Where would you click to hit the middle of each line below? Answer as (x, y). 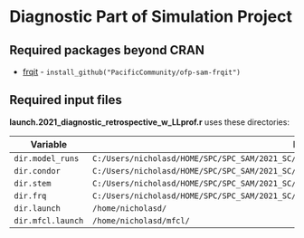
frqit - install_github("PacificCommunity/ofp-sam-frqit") (132, 71)
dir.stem (33, 183)
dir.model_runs (47, 158)
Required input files (66, 100)
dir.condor (37, 171)
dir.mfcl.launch (49, 220)
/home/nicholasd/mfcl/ (141, 220)
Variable (49, 144)
